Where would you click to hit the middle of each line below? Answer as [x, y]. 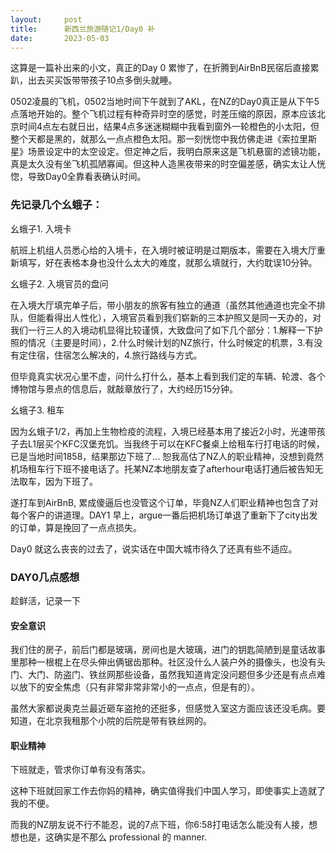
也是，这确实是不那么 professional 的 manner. [113, 837]
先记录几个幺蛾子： [56, 205]
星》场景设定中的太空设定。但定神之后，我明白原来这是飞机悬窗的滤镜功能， [168, 152]
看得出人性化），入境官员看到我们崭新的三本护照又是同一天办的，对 [183, 317]
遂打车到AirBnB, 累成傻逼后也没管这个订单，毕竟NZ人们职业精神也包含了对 [164, 502]
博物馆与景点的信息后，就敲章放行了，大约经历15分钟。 [124, 388]
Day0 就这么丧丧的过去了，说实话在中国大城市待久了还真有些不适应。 [154, 548]
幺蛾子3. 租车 [37, 410]
